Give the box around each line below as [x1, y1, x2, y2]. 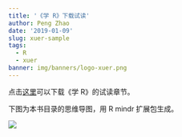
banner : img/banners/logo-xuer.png [8, 64, 127, 72]
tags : [8, 42, 26, 50]
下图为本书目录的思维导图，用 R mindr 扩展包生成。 [8, 103, 179, 113]
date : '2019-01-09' [8, 26, 74, 34]
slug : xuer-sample [8, 34, 70, 42]
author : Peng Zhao [8, 19, 70, 27]
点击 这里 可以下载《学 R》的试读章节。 [8, 87, 135, 96]
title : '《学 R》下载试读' [8, 11, 91, 20]
